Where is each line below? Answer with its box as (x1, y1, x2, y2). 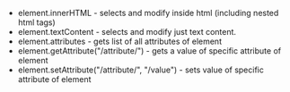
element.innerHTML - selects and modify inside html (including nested (17, 8, 279, 18)
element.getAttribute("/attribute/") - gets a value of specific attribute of (17, 46, 281, 56)
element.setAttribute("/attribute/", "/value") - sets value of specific (17, 64, 265, 75)
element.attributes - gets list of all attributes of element (17, 36, 223, 46)
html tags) (17, 17, 56, 28)
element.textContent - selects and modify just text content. (17, 27, 236, 37)
